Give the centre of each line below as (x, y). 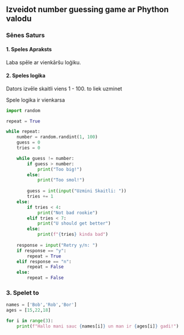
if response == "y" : (41, 250)
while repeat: (23, 132)
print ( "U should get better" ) (74, 224)
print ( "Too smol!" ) (61, 180)
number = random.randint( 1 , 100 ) (57, 137)
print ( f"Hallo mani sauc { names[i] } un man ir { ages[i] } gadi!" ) (98, 326)
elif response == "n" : (44, 261)
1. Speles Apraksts (29, 49)
